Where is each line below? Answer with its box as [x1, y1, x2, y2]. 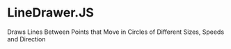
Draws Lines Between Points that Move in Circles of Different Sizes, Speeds [7, 28, 225, 36]
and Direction [7, 35, 46, 43]
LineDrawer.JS [7, 5, 94, 21]
